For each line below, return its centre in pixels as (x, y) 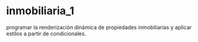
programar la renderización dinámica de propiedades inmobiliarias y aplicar (99, 27)
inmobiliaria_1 (40, 11)
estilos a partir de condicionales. (46, 33)
